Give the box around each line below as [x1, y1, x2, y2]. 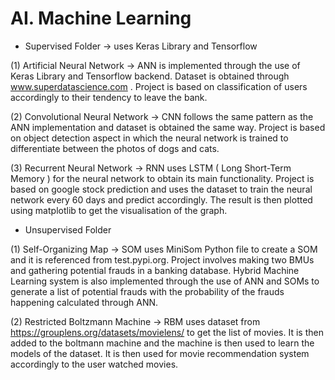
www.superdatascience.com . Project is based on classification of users [10, 80, 308, 92]
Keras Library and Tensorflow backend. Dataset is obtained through [10, 70, 290, 82]
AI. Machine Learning [10, 7, 192, 30]
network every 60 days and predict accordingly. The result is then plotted [10, 193, 313, 206]
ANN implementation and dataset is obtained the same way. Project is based [10, 121, 326, 133]
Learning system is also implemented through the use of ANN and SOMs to [10, 275, 320, 287]
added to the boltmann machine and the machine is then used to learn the [10, 337, 315, 349]
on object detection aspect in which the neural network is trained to [10, 132, 289, 144]
